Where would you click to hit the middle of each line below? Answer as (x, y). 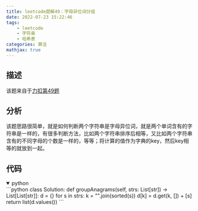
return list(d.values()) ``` (35, 202)
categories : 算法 (27, 45)
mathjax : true (24, 50)
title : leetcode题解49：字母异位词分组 (51, 11)
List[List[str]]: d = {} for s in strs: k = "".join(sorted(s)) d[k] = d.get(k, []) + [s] (99, 196)
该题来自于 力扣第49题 (33, 90)
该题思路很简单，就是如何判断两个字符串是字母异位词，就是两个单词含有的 (97, 126)
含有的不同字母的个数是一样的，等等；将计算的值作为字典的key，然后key (95, 141)
